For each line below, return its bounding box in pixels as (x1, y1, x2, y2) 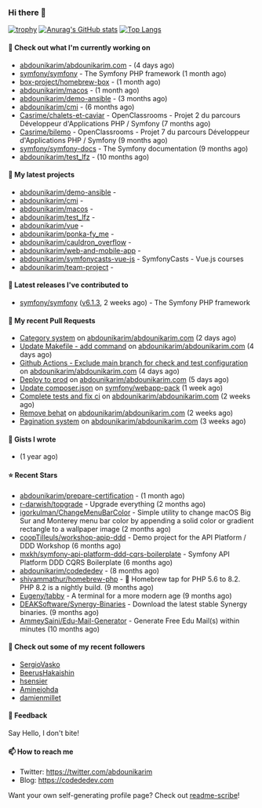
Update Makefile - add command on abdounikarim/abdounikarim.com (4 (19, 341, 255, 351)
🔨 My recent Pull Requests (8, 315, 96, 325)
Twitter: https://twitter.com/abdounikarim (19, 767, 153, 777)
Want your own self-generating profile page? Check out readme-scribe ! (8, 791, 240, 800)
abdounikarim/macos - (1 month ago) (19, 86, 140, 95)
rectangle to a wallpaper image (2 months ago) (19, 524, 171, 533)
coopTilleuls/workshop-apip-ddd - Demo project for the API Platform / (19, 533, 247, 542)
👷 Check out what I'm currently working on (8, 42, 151, 52)
